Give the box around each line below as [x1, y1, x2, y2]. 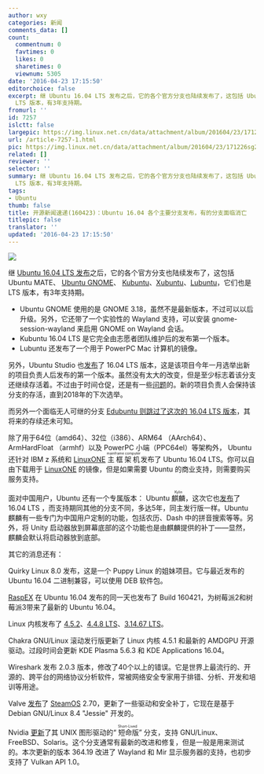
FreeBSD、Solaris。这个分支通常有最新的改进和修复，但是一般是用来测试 [8, 737, 245, 746]
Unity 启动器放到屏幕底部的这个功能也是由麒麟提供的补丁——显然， [30, 523, 250, 532]
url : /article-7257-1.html [8, 135, 97, 144]
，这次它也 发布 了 [185, 493, 241, 503]
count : [8, 33, 30, 42]
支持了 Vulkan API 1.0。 [8, 757, 84, 766]
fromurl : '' [8, 107, 47, 115]
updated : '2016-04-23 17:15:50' [8, 231, 114, 239]
